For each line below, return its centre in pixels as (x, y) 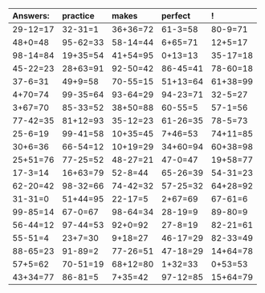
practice (78, 16)
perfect (176, 16)
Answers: (31, 16)
